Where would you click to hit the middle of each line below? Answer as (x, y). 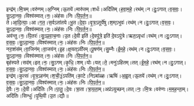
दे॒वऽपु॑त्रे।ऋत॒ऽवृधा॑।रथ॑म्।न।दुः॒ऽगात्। (147, 36)
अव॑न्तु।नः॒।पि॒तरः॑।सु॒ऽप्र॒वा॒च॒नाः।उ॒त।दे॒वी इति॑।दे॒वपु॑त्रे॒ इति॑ (58, 36)
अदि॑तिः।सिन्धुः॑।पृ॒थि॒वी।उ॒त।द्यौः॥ (37, 96)
